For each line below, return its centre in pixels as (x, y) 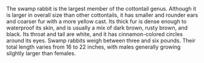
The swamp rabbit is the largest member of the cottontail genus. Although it (101, 9)
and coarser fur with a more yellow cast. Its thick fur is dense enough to (97, 21)
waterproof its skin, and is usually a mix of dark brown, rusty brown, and (97, 28)
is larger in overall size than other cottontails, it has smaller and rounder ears (102, 15)
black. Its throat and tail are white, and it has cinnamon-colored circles (95, 34)
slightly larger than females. (41, 53)
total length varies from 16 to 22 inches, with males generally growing (93, 47)
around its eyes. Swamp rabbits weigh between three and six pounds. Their (101, 40)
